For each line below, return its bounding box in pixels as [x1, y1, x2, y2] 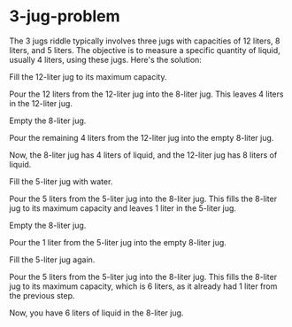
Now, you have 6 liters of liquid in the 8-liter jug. [9, 308, 184, 318]
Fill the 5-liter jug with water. [9, 175, 113, 187]
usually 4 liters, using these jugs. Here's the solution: [9, 54, 202, 65]
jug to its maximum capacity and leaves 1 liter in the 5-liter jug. [9, 202, 237, 214]
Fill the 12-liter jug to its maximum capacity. [9, 71, 167, 82]
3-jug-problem [9, 6, 120, 27]
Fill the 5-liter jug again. [9, 254, 96, 265]
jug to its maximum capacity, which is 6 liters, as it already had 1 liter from [9, 281, 278, 292]
